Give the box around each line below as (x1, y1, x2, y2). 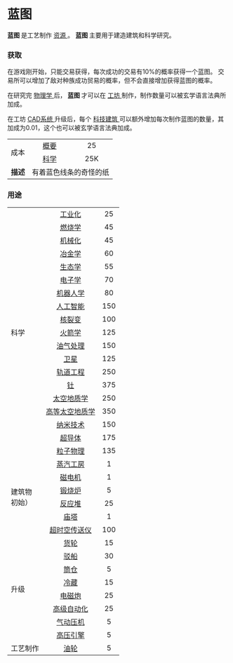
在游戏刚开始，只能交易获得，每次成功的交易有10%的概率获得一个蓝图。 (7, 67, 217, 76)
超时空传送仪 (49, 525, 93, 535)
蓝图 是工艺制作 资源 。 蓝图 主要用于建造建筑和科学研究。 (7, 31, 175, 39)
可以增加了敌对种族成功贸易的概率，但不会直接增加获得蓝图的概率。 (19, 76, 216, 85)
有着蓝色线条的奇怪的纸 (32, 168, 110, 178)
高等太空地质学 (46, 406, 96, 416)
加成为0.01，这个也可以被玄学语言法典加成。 (7, 123, 136, 132)
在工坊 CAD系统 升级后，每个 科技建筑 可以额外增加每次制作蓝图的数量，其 (7, 115, 225, 123)
